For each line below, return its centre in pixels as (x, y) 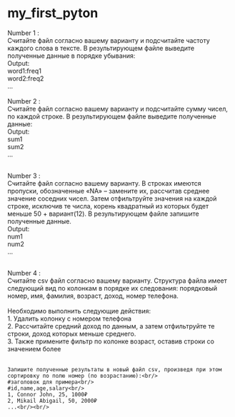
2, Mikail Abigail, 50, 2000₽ (52, 401)
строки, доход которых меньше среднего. (72, 333)
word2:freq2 (26, 78)
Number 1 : (23, 33)
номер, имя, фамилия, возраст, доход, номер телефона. (93, 296)
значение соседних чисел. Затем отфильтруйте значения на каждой (112, 199)
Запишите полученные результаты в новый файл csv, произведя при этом (115, 369)
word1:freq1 (24, 71)
